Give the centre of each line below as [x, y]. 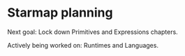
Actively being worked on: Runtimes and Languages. [83, 45]
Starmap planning [60, 13]
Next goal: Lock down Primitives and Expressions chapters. [92, 32]
